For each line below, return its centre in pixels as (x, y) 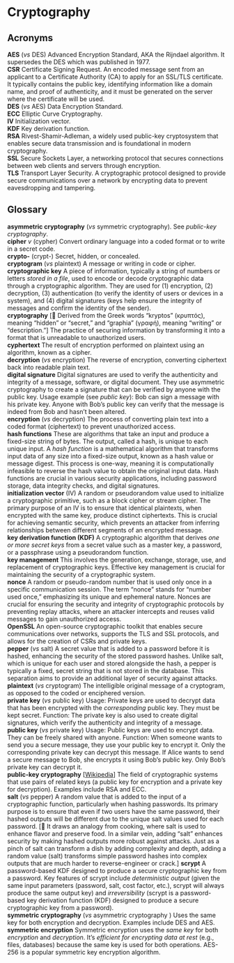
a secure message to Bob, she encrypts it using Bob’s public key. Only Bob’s (117, 760)
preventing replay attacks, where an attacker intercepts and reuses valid (111, 611)
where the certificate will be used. (56, 99)
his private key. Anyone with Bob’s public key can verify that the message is (116, 404)
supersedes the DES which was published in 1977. (79, 62)
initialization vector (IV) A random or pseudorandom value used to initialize (116, 493)
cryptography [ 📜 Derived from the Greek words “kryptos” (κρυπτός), (106, 315)
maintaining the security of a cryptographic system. (81, 574)
